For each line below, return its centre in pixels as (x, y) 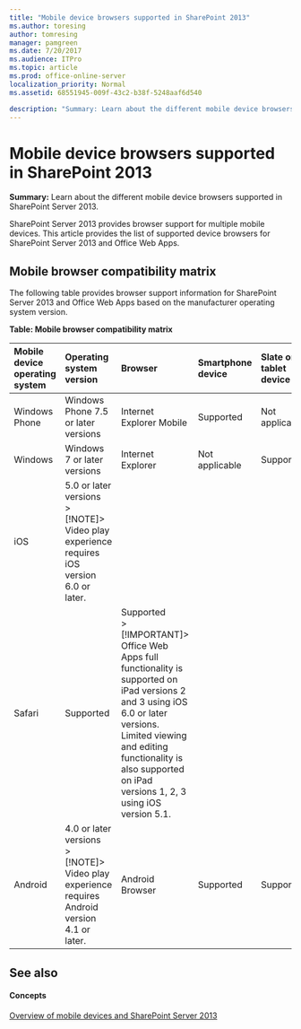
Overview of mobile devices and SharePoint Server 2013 (113, 1016)
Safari (26, 713)
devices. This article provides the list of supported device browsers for (140, 233)
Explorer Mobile (154, 423)
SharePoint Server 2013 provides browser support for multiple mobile (137, 224)
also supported (153, 770)
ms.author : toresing (48, 26)
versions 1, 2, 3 (153, 792)
